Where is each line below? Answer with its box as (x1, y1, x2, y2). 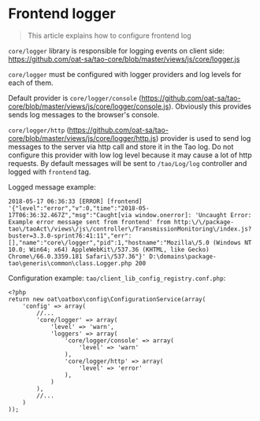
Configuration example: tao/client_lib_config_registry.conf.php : (8, 273, 226, 283)
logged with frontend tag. (8, 167, 91, 176)
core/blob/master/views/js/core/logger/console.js (8, 102, 169, 111)
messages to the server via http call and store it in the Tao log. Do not (8, 142, 234, 151)
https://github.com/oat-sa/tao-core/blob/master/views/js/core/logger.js (8, 54, 240, 64)
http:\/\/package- (173, 218, 235, 226)
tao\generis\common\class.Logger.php (8, 259, 132, 268)
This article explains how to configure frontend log (27, 31, 191, 40)
